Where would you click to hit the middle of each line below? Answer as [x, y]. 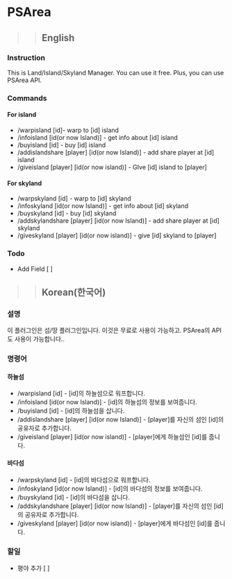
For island [22, 115]
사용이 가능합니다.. [39, 339]
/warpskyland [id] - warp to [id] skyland [74, 198]
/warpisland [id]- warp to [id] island [68, 130]
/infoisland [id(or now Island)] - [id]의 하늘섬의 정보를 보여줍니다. [107, 402]
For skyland [25, 183]
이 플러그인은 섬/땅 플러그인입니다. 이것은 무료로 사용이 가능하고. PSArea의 [109, 331]
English [58, 38]
